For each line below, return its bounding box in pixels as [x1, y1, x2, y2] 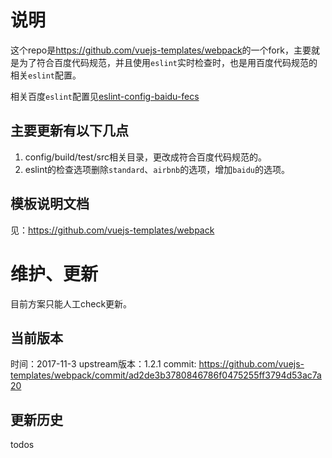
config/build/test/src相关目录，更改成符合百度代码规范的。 [24, 151, 267, 163]
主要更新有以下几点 [10, 122, 129, 140]
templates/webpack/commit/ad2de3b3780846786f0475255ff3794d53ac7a [10, 369, 322, 381]
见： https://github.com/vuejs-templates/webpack [10, 224, 215, 236]
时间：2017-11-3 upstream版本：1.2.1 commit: [10, 358, 197, 370]
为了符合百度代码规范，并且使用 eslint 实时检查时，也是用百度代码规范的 [18, 56, 318, 68]
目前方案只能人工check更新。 [10, 297, 133, 310]
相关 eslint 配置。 [10, 69, 82, 81]
